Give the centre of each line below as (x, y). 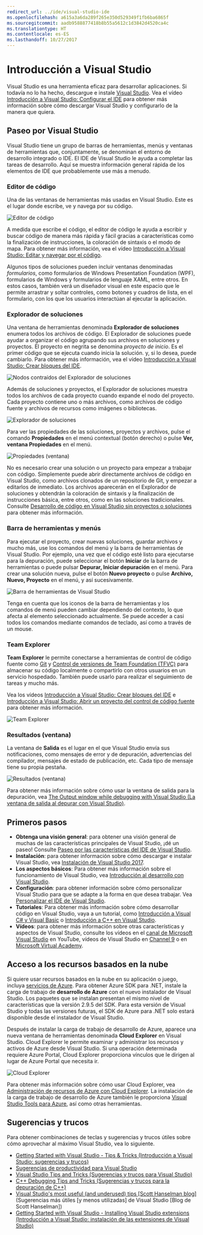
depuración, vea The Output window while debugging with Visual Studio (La (101, 797)
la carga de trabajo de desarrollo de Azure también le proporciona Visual (97, 1097)
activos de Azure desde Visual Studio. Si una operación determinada (92, 1048)
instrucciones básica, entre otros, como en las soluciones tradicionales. (96, 500)
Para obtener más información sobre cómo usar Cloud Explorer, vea (91, 1084)
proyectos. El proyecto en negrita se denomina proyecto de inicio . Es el (95, 346)
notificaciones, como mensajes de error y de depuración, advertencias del (99, 754)
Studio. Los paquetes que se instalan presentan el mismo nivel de (88, 998)
